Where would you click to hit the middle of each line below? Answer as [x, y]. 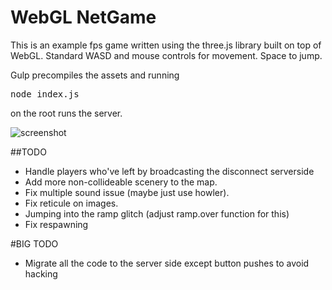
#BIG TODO [34, 243]
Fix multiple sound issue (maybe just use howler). [127, 192]
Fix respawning [56, 224]
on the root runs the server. [66, 113]
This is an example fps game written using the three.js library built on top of [166, 45]
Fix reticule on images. [71, 203]
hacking [41, 273]
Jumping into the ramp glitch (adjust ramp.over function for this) [157, 213]
